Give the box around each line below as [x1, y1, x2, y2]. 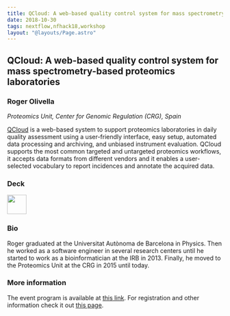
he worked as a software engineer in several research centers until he [7, 246, 204, 254]
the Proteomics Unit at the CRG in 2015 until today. [7, 261, 149, 269]
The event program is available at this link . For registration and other [7, 293, 200, 302]
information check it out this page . [7, 301, 104, 309]
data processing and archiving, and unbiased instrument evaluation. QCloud [7, 140, 222, 148]
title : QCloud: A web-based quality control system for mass [7, 10, 186, 17]
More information [7, 278, 66, 288]
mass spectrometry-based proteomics [7, 65, 176, 77]
